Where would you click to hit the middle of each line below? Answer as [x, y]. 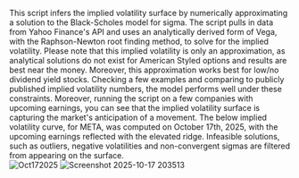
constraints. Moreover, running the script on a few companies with [131, 98]
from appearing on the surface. [67, 155]
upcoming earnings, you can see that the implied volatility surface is [135, 108]
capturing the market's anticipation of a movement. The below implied [138, 117]
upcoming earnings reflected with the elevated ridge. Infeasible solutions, [145, 136]
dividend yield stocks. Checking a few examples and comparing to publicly [147, 79]
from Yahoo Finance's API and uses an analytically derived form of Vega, [143, 32]
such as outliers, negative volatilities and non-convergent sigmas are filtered [150, 146]
